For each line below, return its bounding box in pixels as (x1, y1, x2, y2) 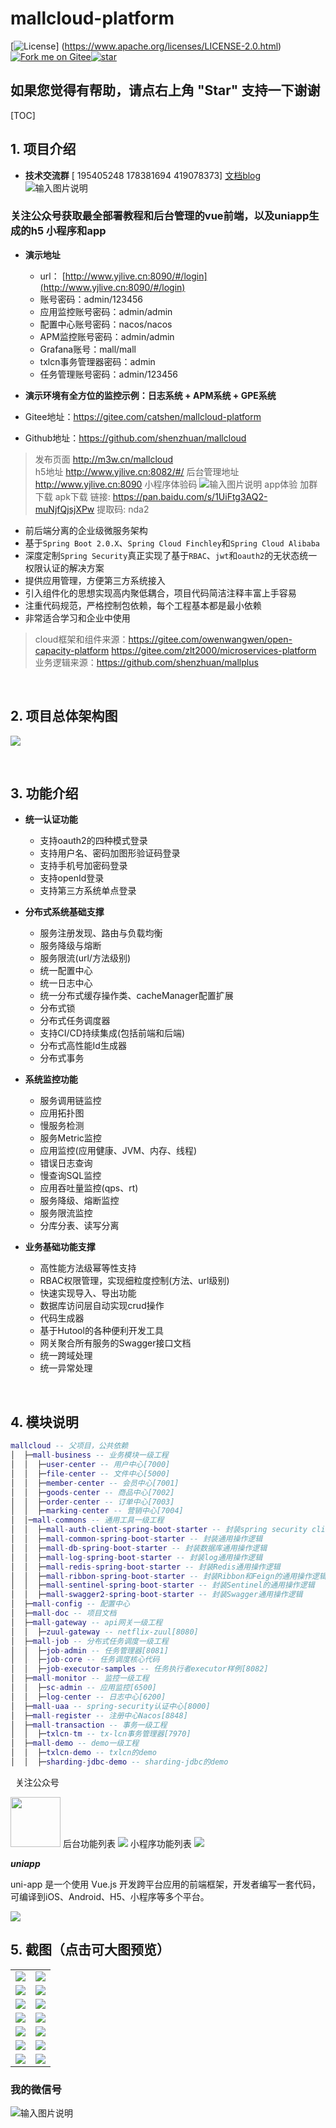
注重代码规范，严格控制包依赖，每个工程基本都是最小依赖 (24, 599, 262, 611)
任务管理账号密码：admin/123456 (39, 368, 178, 380)
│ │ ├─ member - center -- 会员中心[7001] (10, 1478, 180, 1488)
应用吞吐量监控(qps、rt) (39, 1182, 139, 1194)
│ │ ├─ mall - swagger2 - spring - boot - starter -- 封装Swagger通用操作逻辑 (10, 1590, 303, 1600)
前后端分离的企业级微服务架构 (24, 524, 148, 536)
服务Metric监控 (39, 1132, 102, 1144)
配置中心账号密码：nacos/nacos (39, 318, 173, 330)
